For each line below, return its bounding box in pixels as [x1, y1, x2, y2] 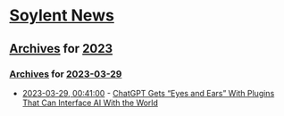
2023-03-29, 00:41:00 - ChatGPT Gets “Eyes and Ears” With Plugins [21, 87, 275, 98]
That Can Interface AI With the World [21, 97, 159, 108]
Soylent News [9, 5, 114, 26]
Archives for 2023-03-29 [9, 68, 122, 80]
